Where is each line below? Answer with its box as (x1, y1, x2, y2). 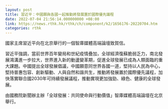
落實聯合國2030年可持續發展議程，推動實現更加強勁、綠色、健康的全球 (9, 76, 156, 82)
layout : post (5, 7, 32, 12)
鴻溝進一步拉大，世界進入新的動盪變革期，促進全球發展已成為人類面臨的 (9, 57, 158, 63)
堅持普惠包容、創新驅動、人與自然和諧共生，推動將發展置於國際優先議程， (5, 69, 158, 75)
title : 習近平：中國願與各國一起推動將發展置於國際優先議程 (5, 12, 114, 17)
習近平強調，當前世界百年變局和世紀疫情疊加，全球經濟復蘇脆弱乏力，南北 (5, 51, 158, 57)
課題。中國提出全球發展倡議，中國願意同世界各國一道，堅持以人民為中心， (9, 63, 163, 69)
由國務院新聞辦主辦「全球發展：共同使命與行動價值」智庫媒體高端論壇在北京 (5, 93, 163, 99)
